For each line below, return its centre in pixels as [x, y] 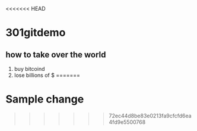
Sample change [45, 99]
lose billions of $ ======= [47, 75]
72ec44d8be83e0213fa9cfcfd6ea [150, 116]
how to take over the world [56, 54]
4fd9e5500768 [127, 122]
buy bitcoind [29, 69]
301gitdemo [36, 33]
